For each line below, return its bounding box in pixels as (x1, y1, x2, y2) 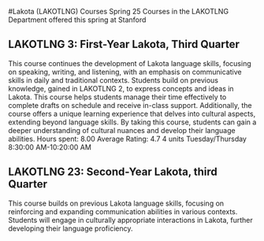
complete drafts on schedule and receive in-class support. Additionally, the (8, 100, 252, 109)
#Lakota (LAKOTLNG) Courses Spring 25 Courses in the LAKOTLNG (8, 7, 229, 16)
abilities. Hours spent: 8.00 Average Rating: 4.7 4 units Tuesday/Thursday (8, 134, 247, 143)
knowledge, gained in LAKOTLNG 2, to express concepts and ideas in (8, 83, 234, 93)
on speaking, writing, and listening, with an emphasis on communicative (8, 67, 242, 76)
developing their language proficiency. (8, 224, 133, 233)
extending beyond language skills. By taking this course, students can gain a (8, 117, 257, 127)
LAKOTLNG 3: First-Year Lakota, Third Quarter (8, 38, 240, 51)
